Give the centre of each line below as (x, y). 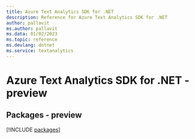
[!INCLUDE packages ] (33, 129)
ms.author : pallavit (32, 28)
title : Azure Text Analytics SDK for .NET (60, 12)
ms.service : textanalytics (40, 51)
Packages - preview (44, 115)
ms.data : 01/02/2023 (32, 34)
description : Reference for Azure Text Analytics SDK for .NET (87, 17)
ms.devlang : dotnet (31, 46)
